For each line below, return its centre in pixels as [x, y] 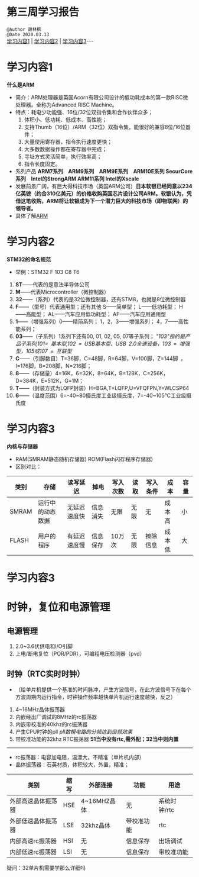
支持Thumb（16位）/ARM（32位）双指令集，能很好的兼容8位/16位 [105, 127]
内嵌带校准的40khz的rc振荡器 [51, 724]
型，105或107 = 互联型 [44, 351]
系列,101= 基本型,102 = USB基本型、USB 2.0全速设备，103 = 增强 [108, 343]
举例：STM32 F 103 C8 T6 [47, 272]
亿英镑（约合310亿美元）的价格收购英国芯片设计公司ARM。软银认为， [101, 194]
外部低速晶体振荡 [34, 821]
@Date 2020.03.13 [28, 34]
